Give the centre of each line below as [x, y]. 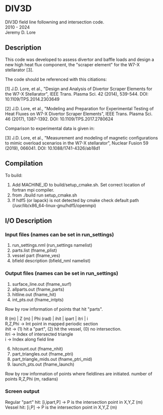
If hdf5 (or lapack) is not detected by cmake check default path [75, 200]
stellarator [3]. [19, 70]
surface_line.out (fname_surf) [42, 284]
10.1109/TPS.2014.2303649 [32, 99]
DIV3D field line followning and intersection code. [55, 22]
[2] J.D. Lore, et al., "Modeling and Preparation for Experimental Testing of [80, 108]
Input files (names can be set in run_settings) [60, 235]
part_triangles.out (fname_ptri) [43, 354]
